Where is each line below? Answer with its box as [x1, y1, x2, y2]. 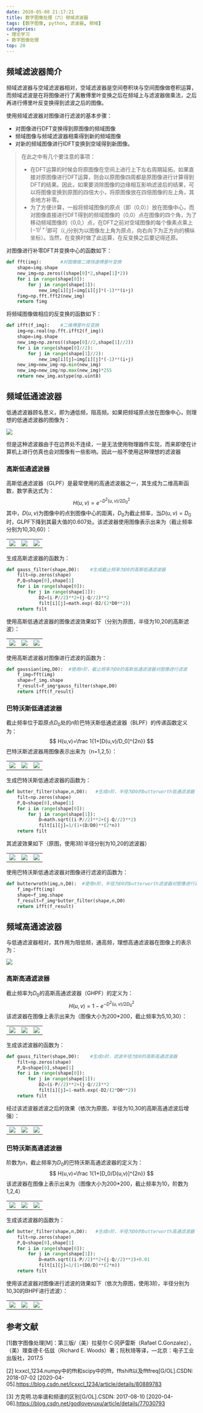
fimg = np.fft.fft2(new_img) [17, 293, 85, 299]
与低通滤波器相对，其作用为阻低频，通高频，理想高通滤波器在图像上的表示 [6, 939, 192, 946]
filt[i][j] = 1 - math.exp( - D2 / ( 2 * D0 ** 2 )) [38, 1087, 137, 1094]
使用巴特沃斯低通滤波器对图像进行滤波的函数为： [6, 869, 128, 876]
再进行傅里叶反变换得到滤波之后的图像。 [6, 99, 107, 106]
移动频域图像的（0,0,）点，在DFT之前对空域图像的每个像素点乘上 [30, 219, 193, 226]
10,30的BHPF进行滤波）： [6, 1287, 68, 1294]
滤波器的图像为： [27, 416, 70, 423]
